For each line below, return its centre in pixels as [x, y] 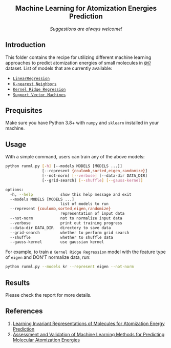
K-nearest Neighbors [35, 84]
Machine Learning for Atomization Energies [86, 8]
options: [15, 190]
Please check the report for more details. [48, 295]
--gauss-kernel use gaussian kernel [57, 242]
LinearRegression [31, 78]
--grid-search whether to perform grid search [70, 233]
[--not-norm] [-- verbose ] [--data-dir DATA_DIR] [94, 176]
